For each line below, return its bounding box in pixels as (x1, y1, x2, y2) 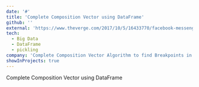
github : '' (6, 19, 33, 25)
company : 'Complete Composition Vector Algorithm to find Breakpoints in (6, 52, 192, 58)
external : (6, 25, 31, 31)
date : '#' (6, 8, 31, 15)
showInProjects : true (6, 58, 60, 63)
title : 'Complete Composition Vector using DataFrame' (6, 14, 145, 20)
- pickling (11, 47, 38, 53)
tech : (6, 31, 20, 36)
